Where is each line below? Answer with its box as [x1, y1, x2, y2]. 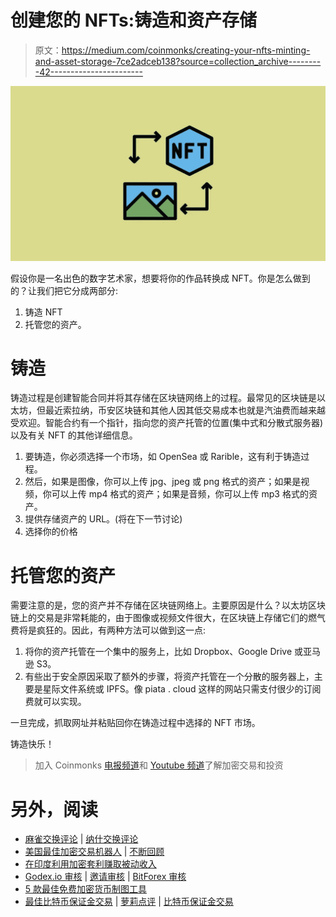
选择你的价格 [24, 526, 78, 538]
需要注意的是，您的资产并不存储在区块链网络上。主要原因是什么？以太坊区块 [10, 599, 326, 611]
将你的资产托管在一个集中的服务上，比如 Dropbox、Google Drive [24, 646, 293, 658]
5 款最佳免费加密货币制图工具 [24, 883, 148, 895]
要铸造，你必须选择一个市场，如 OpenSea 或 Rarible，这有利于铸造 [24, 451, 302, 463]
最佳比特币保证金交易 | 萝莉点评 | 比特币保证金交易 [24, 896, 234, 908]
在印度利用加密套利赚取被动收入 [24, 858, 157, 870]
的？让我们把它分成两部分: [10, 284, 119, 296]
